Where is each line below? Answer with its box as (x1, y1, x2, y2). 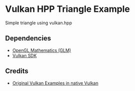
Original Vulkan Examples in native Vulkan (12, 80, 98, 86)
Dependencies (5, 34, 51, 43)
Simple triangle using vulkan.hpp (5, 20, 72, 26)
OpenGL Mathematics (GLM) (12, 47, 71, 53)
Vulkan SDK (12, 52, 37, 58)
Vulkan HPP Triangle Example (5, 3, 130, 15)
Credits (5, 67, 29, 75)
